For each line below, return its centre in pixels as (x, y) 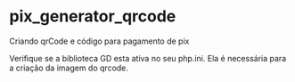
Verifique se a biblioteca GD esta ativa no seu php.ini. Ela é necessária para (148, 58)
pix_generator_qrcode (93, 16)
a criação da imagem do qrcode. (69, 68)
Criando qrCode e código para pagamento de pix (99, 41)
